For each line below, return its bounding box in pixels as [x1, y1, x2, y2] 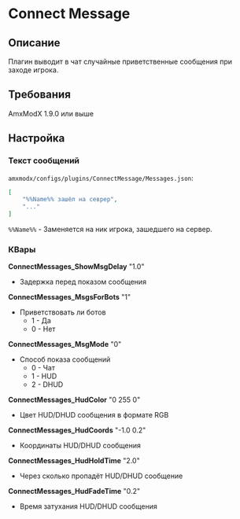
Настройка [8, 131, 65, 145]
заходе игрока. [8, 65, 59, 75]
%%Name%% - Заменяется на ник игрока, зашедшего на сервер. [8, 225, 212, 234]
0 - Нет [31, 324, 56, 334]
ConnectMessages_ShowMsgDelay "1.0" [8, 262, 145, 271]
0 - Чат [31, 363, 55, 373]
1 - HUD [31, 371, 57, 381]
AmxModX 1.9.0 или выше [8, 109, 94, 118]
